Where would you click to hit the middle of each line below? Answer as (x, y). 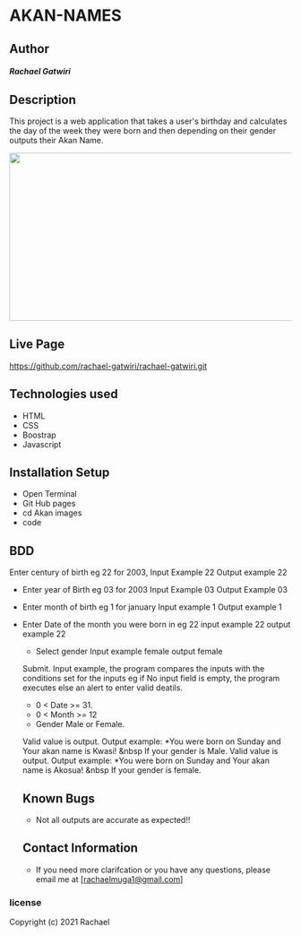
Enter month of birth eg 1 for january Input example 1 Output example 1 (152, 607)
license (26, 902)
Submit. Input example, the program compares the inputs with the (143, 669)
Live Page (37, 345)
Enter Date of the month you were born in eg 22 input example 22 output (156, 625)
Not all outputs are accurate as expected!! (113, 820)
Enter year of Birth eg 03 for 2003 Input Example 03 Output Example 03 (155, 590)
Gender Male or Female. (80, 724)
